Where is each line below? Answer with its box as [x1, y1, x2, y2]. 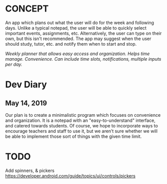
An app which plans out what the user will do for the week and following [5, 20, 154, 26]
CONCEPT [5, 3, 49, 15]
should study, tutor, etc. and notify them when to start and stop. [5, 41, 137, 47]
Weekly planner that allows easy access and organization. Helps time [5, 51, 150, 57]
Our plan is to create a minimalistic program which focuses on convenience [5, 112, 161, 118]
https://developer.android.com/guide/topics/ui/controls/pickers [5, 172, 136, 178]
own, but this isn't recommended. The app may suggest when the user [5, 36, 151, 42]
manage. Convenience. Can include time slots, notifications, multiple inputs [5, 56, 161, 62]
